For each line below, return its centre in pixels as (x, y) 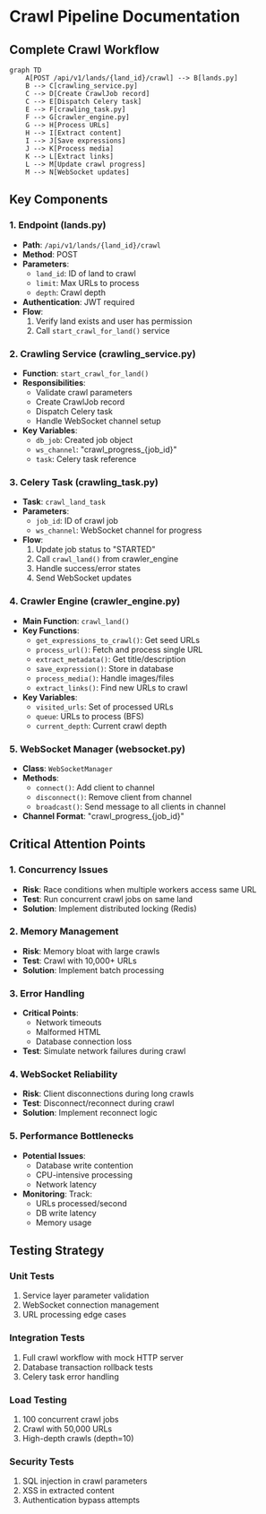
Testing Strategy (57, 1251)
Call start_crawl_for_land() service (103, 330)
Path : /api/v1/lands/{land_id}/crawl (91, 245)
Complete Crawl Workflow (84, 50)
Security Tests (42, 1461)
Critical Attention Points (77, 844)
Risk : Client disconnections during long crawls (108, 1094)
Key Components (59, 200)
